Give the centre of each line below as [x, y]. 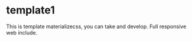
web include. [22, 32]
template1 [30, 10]
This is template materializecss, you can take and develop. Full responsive [96, 26]
